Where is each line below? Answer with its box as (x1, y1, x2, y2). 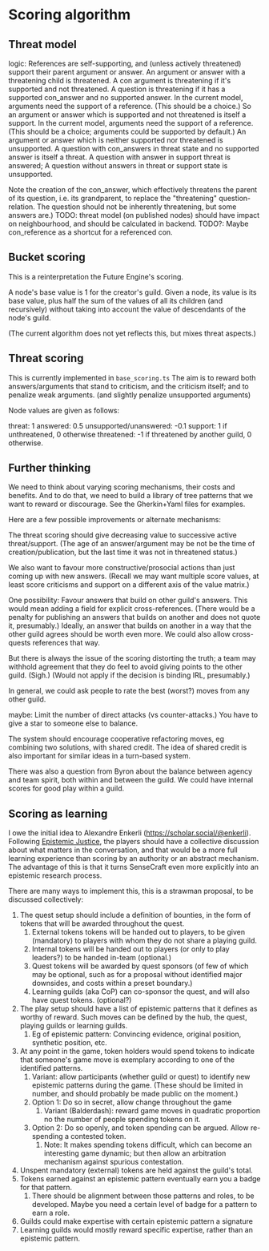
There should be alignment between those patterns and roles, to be (31, 1191, 255, 1201)
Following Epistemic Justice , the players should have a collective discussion (8, 837, 259, 847)
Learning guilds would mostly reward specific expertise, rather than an (19, 1225, 254, 1235)
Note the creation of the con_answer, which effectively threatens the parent (8, 185, 258, 194)
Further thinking (8, 461, 91, 475)
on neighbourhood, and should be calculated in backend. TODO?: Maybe (8, 219, 249, 228)
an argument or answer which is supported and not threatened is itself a (8, 110, 247, 119)
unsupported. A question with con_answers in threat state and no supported (8, 144, 259, 153)
